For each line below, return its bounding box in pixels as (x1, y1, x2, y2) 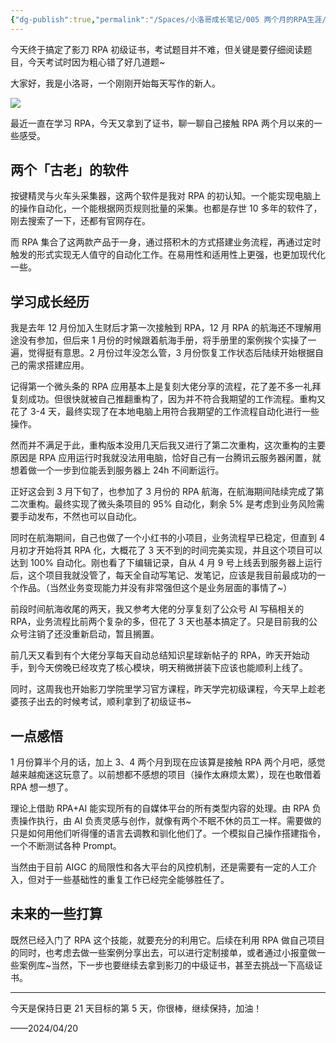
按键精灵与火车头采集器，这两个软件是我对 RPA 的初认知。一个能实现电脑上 (10, 190, 322, 202)
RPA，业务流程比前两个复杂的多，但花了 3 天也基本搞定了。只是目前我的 (10, 616, 310, 628)
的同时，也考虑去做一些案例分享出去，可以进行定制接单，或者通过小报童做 (10, 946, 317, 958)
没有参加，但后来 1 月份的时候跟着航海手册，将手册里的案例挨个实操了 (18, 334, 308, 346)
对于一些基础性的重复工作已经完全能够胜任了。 (36, 874, 230, 886)
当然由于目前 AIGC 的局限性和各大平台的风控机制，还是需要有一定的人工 (10, 861, 308, 873)
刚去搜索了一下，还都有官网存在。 (10, 215, 151, 227)
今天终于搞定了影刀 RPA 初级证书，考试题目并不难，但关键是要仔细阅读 (10, 43, 304, 55)
